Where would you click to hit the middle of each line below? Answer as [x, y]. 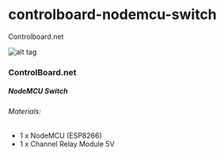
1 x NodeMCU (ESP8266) [61, 135]
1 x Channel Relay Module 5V [67, 144]
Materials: [25, 111]
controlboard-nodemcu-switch [113, 15]
